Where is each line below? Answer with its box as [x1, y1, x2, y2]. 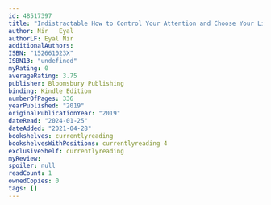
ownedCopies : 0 [8, 177, 60, 186]
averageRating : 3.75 [8, 72, 78, 80]
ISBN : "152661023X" [8, 49, 74, 57]
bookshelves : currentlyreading [8, 132, 114, 140]
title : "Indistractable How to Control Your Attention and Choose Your [8, 19, 254, 27]
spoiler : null [8, 162, 56, 170]
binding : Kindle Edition [8, 86, 92, 95]
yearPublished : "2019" [8, 102, 85, 110]
